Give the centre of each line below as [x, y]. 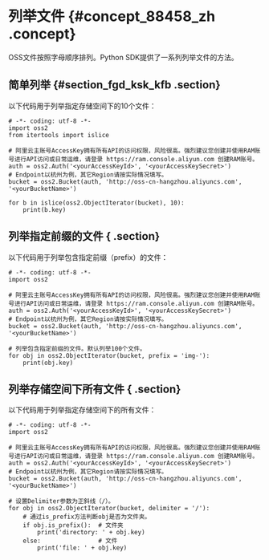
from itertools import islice [59, 135]
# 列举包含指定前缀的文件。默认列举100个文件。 [77, 349]
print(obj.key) [48, 363]
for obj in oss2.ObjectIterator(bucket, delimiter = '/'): [109, 509]
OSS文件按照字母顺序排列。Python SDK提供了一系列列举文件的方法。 [123, 57]
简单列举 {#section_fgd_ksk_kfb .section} [114, 85]
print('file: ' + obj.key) [82, 548]
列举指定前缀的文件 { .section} [84, 236]
